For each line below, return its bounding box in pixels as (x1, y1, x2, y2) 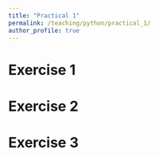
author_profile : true (8, 26, 80, 34)
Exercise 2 (8, 97, 79, 115)
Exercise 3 (8, 133, 79, 151)
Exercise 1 (8, 60, 76, 79)
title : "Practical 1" (8, 11, 80, 20)
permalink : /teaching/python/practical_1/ (8, 19, 151, 27)
